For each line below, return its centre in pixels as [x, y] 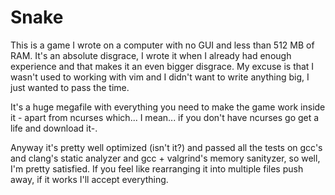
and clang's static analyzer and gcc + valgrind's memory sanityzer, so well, [165, 158]
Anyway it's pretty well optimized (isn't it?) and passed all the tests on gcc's [166, 147]
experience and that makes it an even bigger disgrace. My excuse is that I [162, 66]
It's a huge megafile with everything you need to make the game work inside [168, 107]
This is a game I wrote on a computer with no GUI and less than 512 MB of [162, 45]
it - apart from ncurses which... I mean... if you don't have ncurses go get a [165, 117]
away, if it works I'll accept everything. [89, 179]
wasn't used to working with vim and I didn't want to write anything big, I [160, 77]
